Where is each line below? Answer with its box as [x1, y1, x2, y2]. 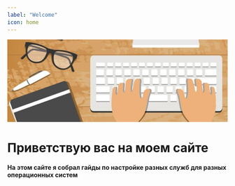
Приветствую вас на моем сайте [7, 140, 208, 156]
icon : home [7, 18, 39, 26]
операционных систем [7, 171, 78, 179]
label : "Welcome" [7, 11, 58, 18]
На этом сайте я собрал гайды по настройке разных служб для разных [7, 163, 227, 171]
